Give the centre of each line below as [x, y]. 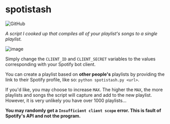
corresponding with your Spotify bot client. [50, 64]
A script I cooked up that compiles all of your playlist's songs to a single [81, 33]
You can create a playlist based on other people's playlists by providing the [85, 74]
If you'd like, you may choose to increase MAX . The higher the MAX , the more [84, 89]
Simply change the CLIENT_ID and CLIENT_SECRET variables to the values [80, 59]
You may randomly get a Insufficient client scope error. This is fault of [83, 110]
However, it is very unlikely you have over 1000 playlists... [66, 100]
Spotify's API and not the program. [43, 116]
